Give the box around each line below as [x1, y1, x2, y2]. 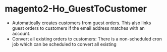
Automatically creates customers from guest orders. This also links [12, 20, 151, 26]
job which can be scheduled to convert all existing [12, 41, 117, 47]
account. [12, 30, 31, 36]
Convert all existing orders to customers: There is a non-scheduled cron [12, 36, 162, 42]
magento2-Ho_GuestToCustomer [5, 3, 147, 15]
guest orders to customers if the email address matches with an [12, 25, 145, 31]
